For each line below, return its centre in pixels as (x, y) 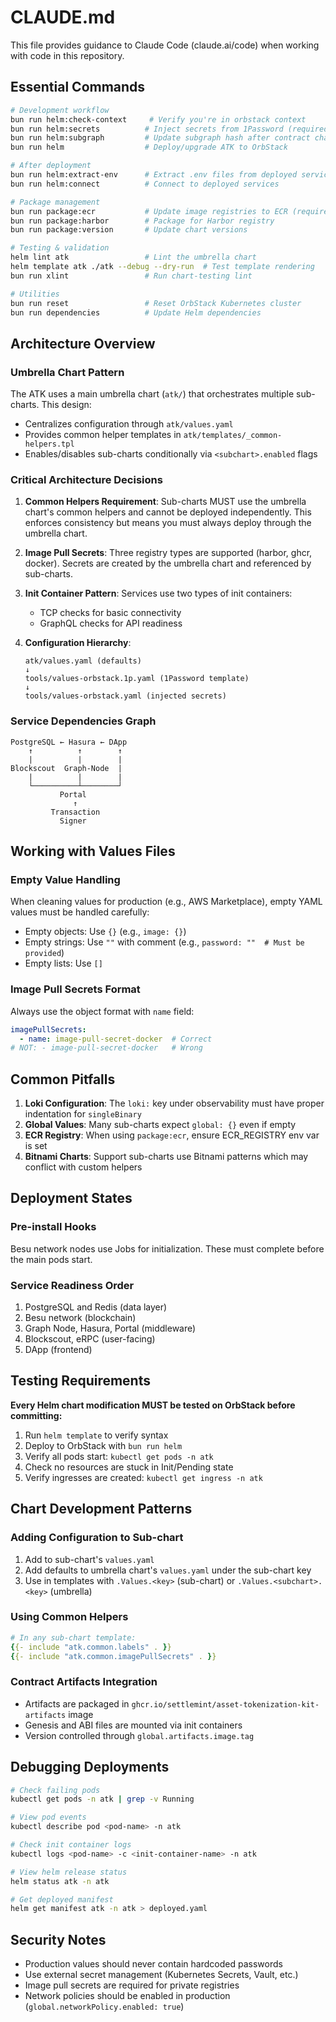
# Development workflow (60, 110)
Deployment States (71, 1198)
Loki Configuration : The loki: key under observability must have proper (174, 1103)
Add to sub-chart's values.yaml (89, 1559)
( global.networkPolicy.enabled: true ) (104, 2007)
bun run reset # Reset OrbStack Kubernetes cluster (156, 303)
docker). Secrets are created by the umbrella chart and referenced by (168, 563)
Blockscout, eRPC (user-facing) (90, 1339)
